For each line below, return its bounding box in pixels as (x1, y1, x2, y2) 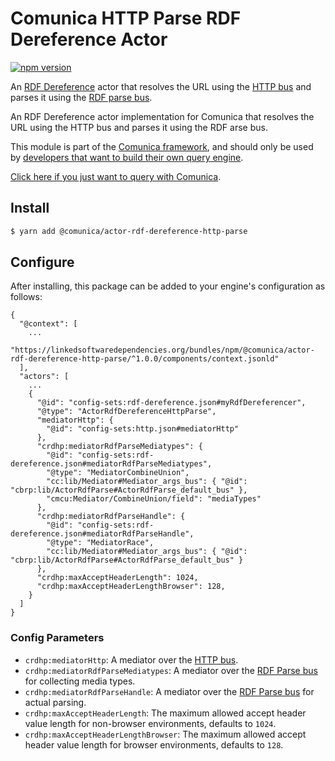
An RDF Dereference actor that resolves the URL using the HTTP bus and (10, 80, 312, 92)
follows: (10, 291, 43, 303)
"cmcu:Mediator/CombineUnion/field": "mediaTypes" (46, 494, 262, 504)
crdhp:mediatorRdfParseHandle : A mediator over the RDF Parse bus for (24, 685, 315, 697)
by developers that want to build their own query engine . (10, 151, 244, 163)
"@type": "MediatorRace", (46, 538, 155, 548)
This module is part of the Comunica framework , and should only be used (10, 140, 314, 152)
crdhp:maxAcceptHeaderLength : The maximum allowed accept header (24, 707, 307, 719)
